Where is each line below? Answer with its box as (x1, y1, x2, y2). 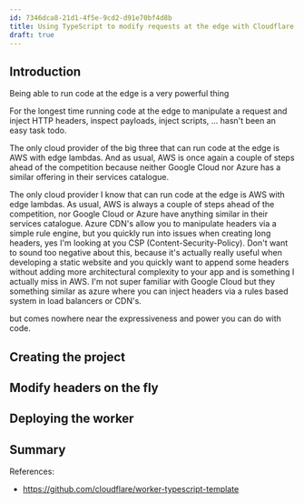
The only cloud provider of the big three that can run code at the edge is (9, 143, 279, 154)
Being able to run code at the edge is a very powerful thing (9, 88, 230, 99)
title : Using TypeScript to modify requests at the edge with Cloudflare (9, 22, 295, 31)
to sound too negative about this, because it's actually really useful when (9, 247, 283, 258)
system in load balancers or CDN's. (9, 296, 142, 307)
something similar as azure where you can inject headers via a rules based (9, 286, 289, 297)
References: (9, 466, 54, 478)
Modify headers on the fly (9, 379, 159, 396)
